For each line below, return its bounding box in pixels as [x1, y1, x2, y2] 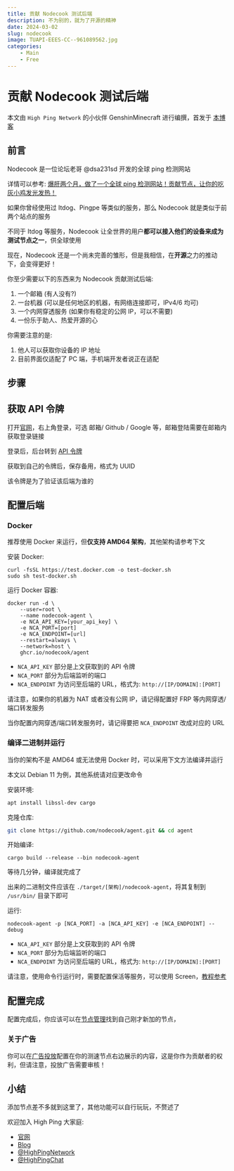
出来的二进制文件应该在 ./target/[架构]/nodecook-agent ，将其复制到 [7, 883, 206, 891]
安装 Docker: [7, 553, 44, 561]
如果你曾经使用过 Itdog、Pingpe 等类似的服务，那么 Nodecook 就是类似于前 [7, 203, 227, 212]
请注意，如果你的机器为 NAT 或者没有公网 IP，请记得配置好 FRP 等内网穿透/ [7, 695, 226, 703]
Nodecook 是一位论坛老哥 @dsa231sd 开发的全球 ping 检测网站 [7, 165, 191, 173]
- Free [20, 56, 39, 63]
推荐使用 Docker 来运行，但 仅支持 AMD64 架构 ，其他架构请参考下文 [7, 537, 205, 546]
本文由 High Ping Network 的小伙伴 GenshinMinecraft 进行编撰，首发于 [7, 113, 212, 122]
